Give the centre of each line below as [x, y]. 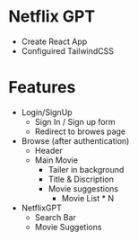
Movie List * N [88, 198]
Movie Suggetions [68, 227]
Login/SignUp [47, 112]
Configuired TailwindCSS [67, 50]
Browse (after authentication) [75, 140]
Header [49, 150]
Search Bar [56, 217]
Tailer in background [86, 169]
